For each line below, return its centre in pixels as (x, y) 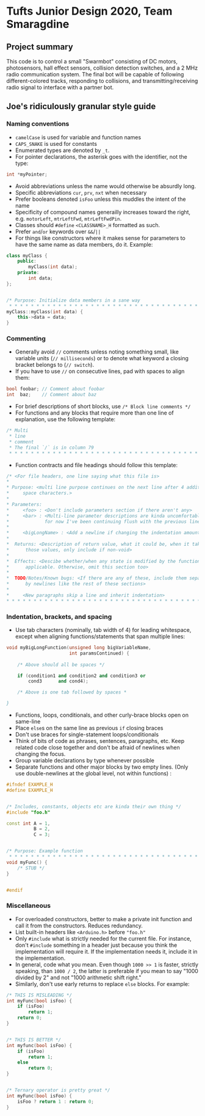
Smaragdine (38, 24)
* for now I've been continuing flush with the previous (97, 521)
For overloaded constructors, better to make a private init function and (103, 919)
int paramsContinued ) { (99, 653)
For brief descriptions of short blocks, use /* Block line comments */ (103, 407)
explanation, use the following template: (65, 419)
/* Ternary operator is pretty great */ (59, 1090)
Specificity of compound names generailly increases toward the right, (103, 212)
